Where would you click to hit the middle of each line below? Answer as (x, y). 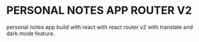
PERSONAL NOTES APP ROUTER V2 (99, 10)
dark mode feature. (31, 33)
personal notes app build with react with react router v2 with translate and (100, 27)
